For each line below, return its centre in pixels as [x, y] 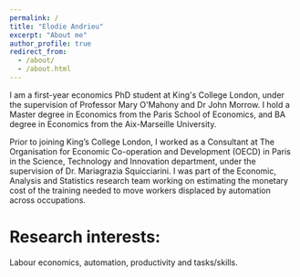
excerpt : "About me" [49, 35]
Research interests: [85, 237]
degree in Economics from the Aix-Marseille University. [113, 123]
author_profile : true [51, 43]
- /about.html [44, 69]
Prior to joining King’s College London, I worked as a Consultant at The [142, 142]
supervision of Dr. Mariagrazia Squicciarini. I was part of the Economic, [143, 171]
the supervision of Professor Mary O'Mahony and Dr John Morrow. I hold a [150, 104]
